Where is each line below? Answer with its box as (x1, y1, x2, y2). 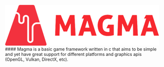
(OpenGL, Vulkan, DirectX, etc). (5, 56, 68, 62)
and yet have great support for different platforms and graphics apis (5, 52, 142, 57)
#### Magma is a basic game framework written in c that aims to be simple (5, 46, 157, 52)
